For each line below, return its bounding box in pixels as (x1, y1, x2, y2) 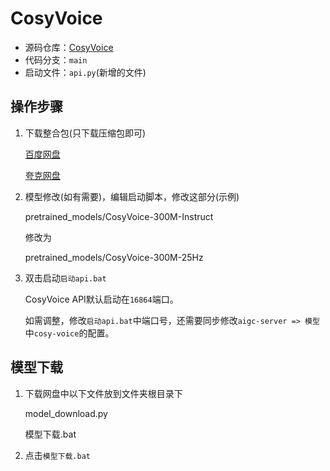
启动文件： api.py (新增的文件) (24, 66, 147, 78)
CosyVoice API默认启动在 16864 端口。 (24, 293, 179, 305)
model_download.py (24, 407, 108, 419)
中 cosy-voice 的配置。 (24, 327, 115, 339)
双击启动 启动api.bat (24, 272, 107, 284)
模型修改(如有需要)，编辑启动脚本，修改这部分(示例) (24, 190, 240, 202)
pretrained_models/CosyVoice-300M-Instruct (24, 210, 214, 222)
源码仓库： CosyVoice (24, 41, 114, 53)
